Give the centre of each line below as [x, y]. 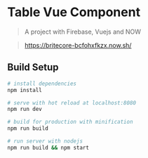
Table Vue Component [74, 12]
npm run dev [25, 110]
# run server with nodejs [45, 141]
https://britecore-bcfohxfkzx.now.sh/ [78, 45]
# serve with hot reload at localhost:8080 [72, 103]
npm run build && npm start [48, 147]
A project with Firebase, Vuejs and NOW [83, 32]
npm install [25, 90]
